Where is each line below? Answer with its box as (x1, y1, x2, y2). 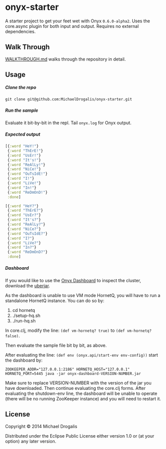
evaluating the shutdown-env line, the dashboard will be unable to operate (5, 390, 158, 396)
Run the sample (5, 107, 38, 113)
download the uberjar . (5, 283, 50, 289)
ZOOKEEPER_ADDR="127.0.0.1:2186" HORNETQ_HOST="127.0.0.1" (5, 367, 130, 372)
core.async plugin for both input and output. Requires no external (5, 23, 139, 29)
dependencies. (5, 28, 36, 34)
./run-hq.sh (12, 318, 36, 324)
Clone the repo (5, 84, 36, 90)
